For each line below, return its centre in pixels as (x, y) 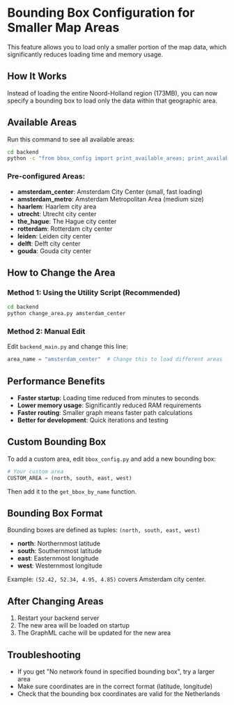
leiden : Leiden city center (54, 236)
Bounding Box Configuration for (101, 13)
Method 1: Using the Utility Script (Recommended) (94, 292)
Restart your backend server (58, 618)
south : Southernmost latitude (60, 551)
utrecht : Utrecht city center (57, 213)
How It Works (37, 76)
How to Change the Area (61, 273)
